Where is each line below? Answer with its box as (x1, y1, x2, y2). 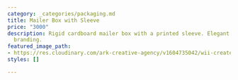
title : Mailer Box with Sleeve (7, 17, 100, 24)
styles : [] (7, 56, 40, 63)
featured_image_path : (7, 43, 72, 50)
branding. (13, 36, 42, 44)
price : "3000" (7, 23, 50, 30)
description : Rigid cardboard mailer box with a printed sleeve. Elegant (7, 29, 230, 37)
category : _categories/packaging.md (7, 10, 115, 18)
